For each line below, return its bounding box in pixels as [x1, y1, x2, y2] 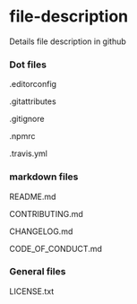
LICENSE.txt [9, 285, 55, 297]
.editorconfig [9, 79, 56, 90]
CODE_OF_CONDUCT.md [9, 243, 103, 254]
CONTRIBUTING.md [9, 208, 83, 219]
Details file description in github [9, 36, 127, 47]
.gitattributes [9, 96, 56, 107]
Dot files [9, 58, 47, 71]
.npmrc [9, 131, 36, 142]
